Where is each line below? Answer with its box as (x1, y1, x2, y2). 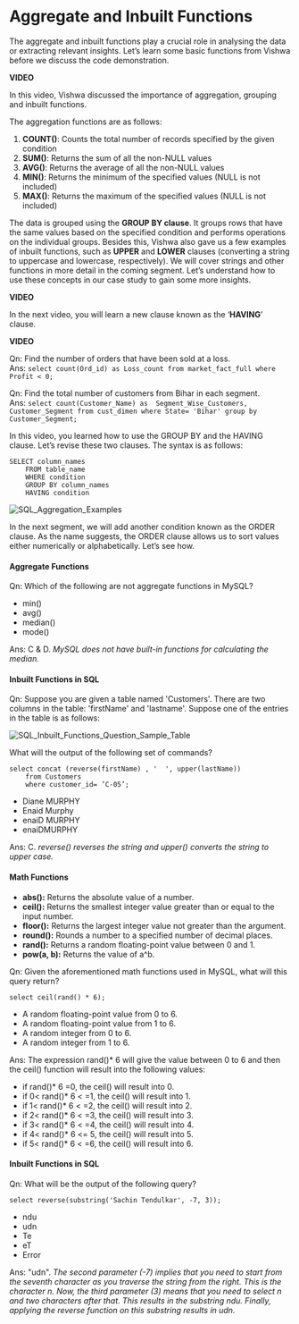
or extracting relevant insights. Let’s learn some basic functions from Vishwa (9, 45, 291, 55)
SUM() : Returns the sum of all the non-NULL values (21, 152, 212, 163)
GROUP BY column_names (25, 480, 110, 489)
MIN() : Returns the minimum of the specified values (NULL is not (21, 172, 261, 182)
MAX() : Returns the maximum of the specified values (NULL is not (21, 190, 266, 201)
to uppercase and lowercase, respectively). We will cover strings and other (9, 255, 285, 266)
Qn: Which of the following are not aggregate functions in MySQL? (9, 581, 253, 592)
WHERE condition (25, 472, 87, 482)
